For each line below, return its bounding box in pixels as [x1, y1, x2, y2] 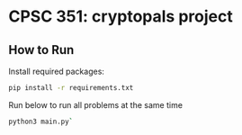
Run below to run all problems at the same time [8, 99, 184, 110]
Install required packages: [8, 66, 105, 76]
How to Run [8, 42, 75, 58]
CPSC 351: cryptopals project [8, 6, 233, 27]
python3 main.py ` [8, 117, 74, 126]
